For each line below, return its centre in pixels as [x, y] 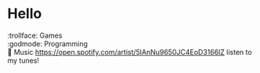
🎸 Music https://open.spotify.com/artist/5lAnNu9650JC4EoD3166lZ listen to [130, 52]
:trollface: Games [35, 35]
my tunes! [23, 60]
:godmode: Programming [47, 43]
